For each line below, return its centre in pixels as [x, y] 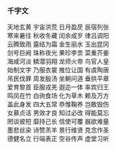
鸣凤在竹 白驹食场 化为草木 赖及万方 [58, 96]
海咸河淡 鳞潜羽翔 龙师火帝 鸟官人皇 [58, 61]
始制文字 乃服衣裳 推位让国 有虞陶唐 [58, 70]
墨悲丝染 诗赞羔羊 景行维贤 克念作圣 [58, 130]
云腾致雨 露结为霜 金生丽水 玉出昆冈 [58, 44]
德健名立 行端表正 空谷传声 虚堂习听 [58, 139]
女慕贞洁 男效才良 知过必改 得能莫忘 [58, 113]
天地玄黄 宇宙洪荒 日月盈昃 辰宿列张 [58, 27]
